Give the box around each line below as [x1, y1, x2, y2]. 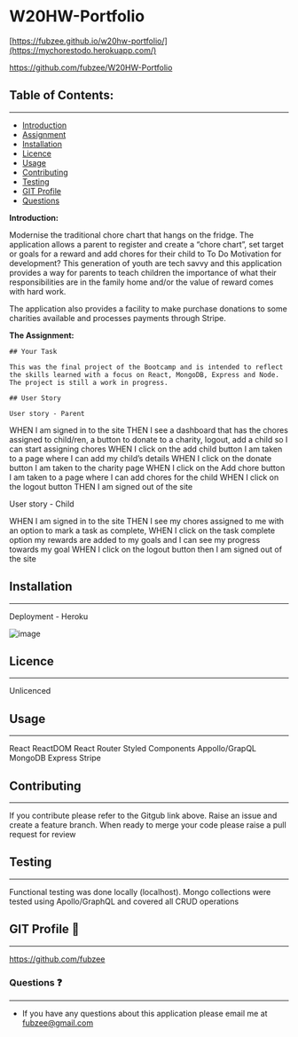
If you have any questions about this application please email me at [21, 1008, 268, 1018]
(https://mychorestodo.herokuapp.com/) [9, 44, 157, 55]
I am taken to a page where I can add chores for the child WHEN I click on [9, 472, 279, 483]
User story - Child [9, 499, 74, 509]
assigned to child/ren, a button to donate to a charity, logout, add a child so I [9, 434, 288, 444]
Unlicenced [9, 686, 51, 696]
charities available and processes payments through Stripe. [9, 312, 226, 323]
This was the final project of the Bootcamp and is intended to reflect [9, 362, 284, 372]
